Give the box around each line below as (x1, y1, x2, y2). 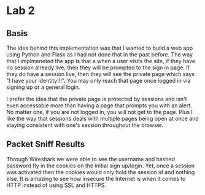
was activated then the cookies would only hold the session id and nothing (6, 168, 195, 175)
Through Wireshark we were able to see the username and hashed (6, 155, 175, 162)
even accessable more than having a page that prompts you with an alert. (6, 102, 192, 109)
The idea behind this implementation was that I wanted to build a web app (6, 44, 193, 52)
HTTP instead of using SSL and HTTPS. (6, 182, 106, 189)
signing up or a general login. (6, 83, 80, 91)
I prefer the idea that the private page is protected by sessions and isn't (6, 96, 187, 102)
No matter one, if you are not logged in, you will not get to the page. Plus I (6, 109, 193, 115)
